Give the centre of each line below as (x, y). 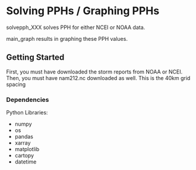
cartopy (24, 156)
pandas (24, 137)
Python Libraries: (27, 113)
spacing (16, 84)
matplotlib (27, 149)
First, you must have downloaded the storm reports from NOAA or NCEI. (94, 72)
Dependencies (28, 100)
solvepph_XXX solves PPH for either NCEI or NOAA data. (76, 27)
